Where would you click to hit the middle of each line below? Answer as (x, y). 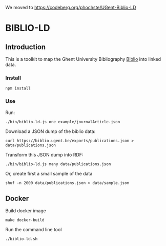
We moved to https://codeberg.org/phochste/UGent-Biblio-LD (71, 7)
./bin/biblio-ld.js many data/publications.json (58, 164)
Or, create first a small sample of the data (49, 173)
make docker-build (25, 220)
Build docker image (26, 211)
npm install (18, 88)
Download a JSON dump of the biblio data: (50, 131)
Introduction (26, 47)
